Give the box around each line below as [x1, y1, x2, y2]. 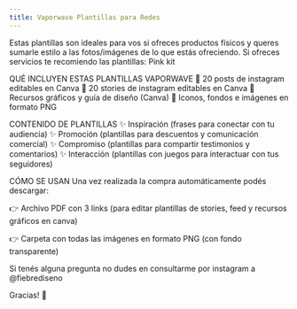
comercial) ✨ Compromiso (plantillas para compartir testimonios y [9, 138, 250, 149]
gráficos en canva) [9, 215, 78, 226]
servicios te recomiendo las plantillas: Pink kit [9, 56, 176, 66]
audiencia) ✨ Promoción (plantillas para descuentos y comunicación [9, 128, 259, 139]
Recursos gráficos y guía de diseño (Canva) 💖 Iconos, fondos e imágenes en [9, 92, 289, 103]
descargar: [9, 185, 49, 196]
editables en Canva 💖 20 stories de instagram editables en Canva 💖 [9, 82, 255, 93]
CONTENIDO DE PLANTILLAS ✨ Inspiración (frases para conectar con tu [9, 119, 275, 129]
